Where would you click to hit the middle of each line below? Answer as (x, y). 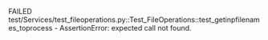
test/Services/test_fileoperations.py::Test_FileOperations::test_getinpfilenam (134, 20)
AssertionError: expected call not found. (126, 28)
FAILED (20, 11)
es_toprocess (30, 28)
